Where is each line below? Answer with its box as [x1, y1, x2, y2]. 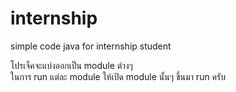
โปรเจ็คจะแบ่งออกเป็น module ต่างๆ [10, 59, 133, 71]
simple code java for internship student [10, 40, 172, 52]
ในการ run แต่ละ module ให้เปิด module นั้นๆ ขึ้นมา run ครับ [10, 70, 227, 82]
